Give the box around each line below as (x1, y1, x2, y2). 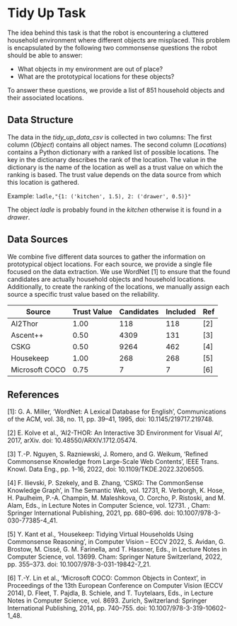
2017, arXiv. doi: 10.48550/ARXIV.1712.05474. (7, 436, 138, 445)
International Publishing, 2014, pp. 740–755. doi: (7, 604, 147, 613)
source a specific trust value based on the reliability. (7, 290, 160, 298)
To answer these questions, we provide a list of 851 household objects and (7, 86, 225, 94)
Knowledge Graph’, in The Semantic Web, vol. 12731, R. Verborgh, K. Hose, (7, 486, 225, 495)
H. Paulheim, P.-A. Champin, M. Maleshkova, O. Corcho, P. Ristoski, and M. (7, 494, 226, 502)
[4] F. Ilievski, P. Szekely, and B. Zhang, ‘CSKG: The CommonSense (7, 479, 204, 487)
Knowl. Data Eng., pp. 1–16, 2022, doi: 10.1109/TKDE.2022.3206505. (7, 465, 204, 474)
